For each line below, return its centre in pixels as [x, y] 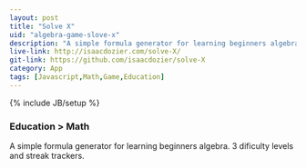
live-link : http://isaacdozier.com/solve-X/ [95, 52]
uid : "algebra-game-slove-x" [65, 35]
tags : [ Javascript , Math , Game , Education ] [87, 77]
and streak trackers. [47, 156]
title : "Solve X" [42, 26]
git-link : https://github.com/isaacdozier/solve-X [107, 60]
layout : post [34, 18]
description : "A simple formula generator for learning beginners [138, 43]
